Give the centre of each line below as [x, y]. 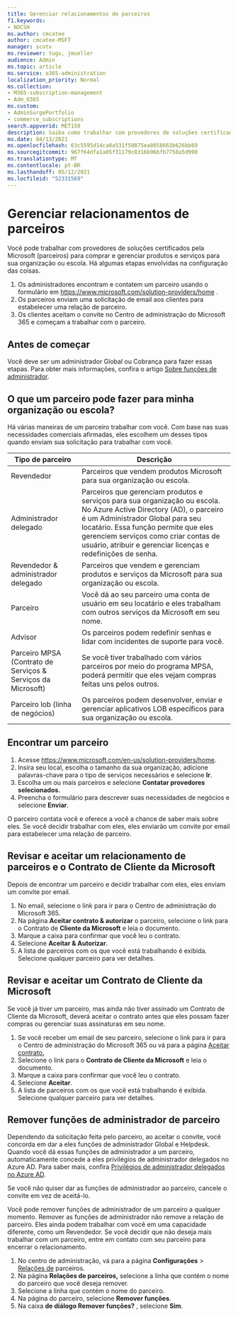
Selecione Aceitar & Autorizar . [63, 943]
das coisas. [24, 271]
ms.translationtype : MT [42, 159]
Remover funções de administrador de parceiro [114, 1120]
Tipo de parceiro [42, 460]
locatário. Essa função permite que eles [147, 527]
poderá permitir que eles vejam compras [149, 675]
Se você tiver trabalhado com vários [141, 657]
